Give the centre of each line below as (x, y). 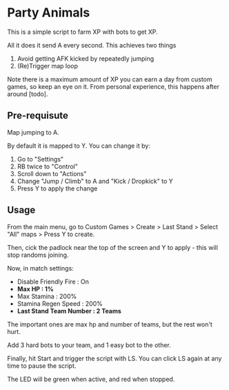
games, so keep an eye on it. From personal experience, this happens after (113, 86)
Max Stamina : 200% (47, 296)
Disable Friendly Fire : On (53, 282)
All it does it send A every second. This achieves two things (92, 45)
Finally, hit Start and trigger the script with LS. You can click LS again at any (114, 358)
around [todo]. (28, 94)
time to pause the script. (42, 365)
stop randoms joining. (38, 255)
